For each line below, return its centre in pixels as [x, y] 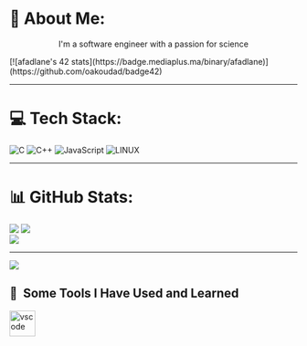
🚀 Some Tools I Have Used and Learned [124, 294]
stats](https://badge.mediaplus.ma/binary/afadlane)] [170, 61]
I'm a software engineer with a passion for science [153, 44]
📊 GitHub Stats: [72, 198]
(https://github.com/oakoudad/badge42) [86, 71]
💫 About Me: [58, 19]
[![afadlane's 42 [40, 61]
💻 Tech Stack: [66, 119]
